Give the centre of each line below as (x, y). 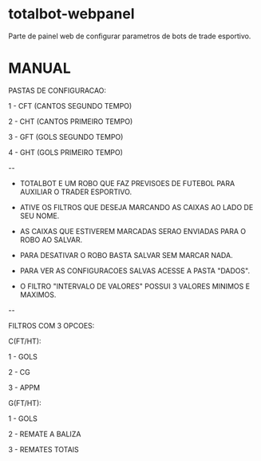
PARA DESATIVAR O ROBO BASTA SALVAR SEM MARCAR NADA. (126, 255)
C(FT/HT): (25, 341)
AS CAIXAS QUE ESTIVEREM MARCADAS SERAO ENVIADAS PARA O (133, 231)
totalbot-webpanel (71, 14)
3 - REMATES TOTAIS (44, 449)
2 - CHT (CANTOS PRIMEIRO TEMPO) (71, 121)
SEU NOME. (40, 216)
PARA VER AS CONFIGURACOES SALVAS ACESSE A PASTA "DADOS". (134, 270)
